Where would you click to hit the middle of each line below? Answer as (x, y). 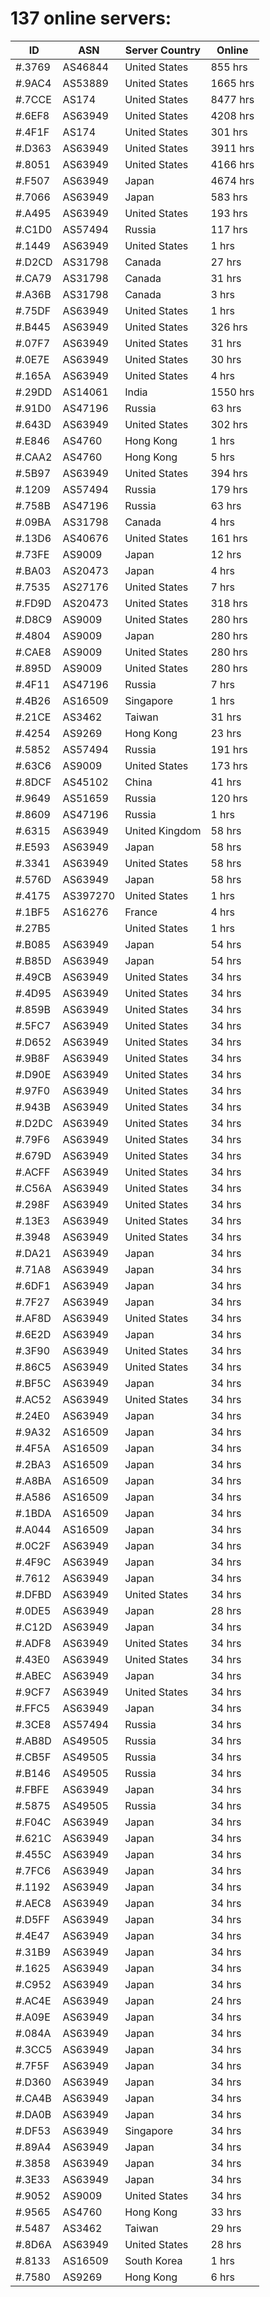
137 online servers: (91, 18)
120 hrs (229, 798)
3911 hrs (232, 148)
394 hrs (229, 473)
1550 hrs (232, 392)
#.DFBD (33, 1594)
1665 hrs (232, 83)
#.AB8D (33, 1740)
